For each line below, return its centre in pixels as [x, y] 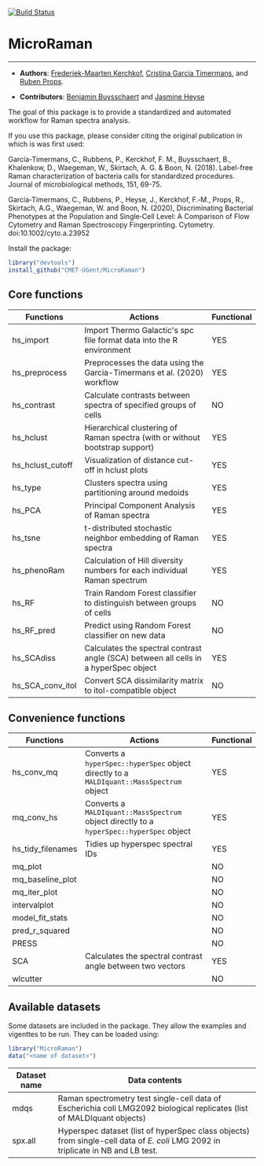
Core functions [46, 295]
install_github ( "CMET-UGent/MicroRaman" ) [77, 270]
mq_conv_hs [35, 817]
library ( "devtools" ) [42, 263]
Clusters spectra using [126, 483]
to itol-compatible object [130, 690]
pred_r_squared [41, 931]
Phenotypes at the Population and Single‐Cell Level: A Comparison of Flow [129, 216]
